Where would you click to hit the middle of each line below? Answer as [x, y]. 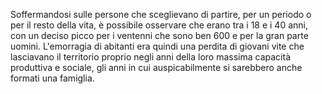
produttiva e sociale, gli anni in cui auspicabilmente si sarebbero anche [156, 67]
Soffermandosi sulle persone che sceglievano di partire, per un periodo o [161, 14]
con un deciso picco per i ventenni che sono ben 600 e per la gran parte [159, 35]
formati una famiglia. [52, 78]
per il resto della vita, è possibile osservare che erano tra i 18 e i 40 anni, [159, 25]
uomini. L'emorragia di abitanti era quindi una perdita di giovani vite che [157, 46]
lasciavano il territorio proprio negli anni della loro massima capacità [150, 57]
